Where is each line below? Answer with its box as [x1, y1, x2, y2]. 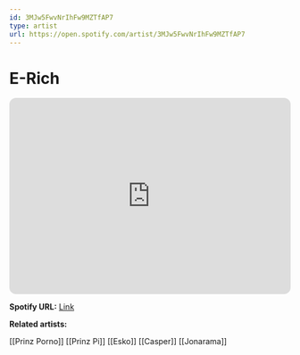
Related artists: [9, 318, 68, 330]
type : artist [9, 21, 58, 30]
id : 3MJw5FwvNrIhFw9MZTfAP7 [9, 12, 114, 22]
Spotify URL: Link [9, 301, 75, 312]
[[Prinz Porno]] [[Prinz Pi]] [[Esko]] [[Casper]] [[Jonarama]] [9, 336, 228, 347]
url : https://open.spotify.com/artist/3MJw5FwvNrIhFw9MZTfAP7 [9, 29, 246, 38]
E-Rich [9, 68, 60, 88]
